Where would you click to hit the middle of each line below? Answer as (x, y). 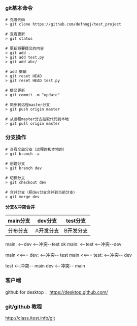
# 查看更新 (15, 34)
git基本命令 (19, 8)
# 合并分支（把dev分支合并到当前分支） (41, 192)
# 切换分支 (15, 178)
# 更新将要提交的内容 (25, 49)
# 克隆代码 (15, 20)
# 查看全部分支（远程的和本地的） (36, 149)
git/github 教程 (24, 307)
